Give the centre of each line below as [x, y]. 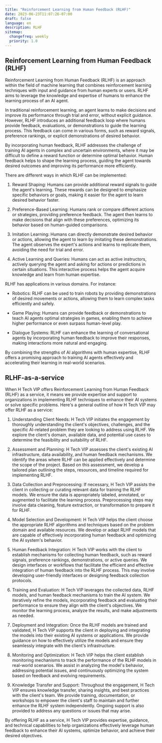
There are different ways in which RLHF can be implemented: [66, 175]
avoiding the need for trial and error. [48, 250]
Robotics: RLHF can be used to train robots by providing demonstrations [84, 293]
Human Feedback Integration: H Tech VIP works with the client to [77, 550]
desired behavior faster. [36, 200]
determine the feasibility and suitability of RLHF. [60, 440]
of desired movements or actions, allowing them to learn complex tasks [83, 298]
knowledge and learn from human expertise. [56, 274]
